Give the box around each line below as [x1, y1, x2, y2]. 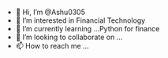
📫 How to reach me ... [15, 42, 89, 50]
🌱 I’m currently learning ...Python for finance [15, 24, 160, 33]
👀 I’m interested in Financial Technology [15, 16, 146, 25]
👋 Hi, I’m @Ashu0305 [15, 8, 85, 16]
